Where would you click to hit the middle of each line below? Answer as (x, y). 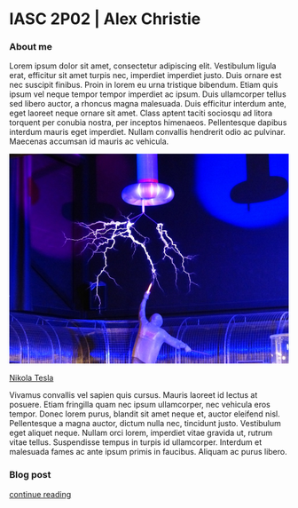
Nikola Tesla (31, 378)
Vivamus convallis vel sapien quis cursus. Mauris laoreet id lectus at (133, 395)
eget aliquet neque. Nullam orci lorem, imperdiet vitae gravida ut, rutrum (141, 433)
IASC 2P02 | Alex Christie (105, 19)
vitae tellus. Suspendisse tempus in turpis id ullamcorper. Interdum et (136, 442)
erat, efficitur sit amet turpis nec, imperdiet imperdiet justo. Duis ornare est (145, 75)
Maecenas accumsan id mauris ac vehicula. (89, 141)
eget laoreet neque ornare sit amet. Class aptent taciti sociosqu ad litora (141, 113)
